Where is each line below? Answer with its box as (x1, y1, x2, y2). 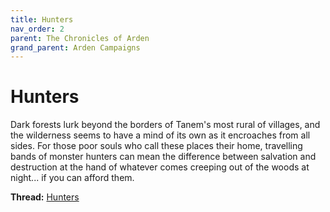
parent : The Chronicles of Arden (10, 33, 150, 43)
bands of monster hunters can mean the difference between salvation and (10, 151, 317, 163)
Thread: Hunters (10, 191, 80, 203)
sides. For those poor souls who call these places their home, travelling (10, 140, 303, 152)
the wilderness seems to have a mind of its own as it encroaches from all (10, 129, 311, 141)
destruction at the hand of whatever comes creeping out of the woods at (10, 161, 310, 173)
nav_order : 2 (10, 24, 65, 34)
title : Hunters (10, 14, 74, 25)
